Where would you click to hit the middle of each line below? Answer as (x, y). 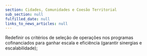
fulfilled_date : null (28, 19)
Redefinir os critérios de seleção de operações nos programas (69, 38)
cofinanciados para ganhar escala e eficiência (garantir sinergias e (73, 43)
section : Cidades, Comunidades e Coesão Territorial (61, 10)
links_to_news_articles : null (37, 24)
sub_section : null (24, 14)
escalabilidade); (21, 48)
